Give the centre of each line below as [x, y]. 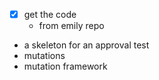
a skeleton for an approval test [86, 45]
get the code [50, 14]
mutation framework [65, 66]
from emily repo [71, 26]
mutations [44, 56]
